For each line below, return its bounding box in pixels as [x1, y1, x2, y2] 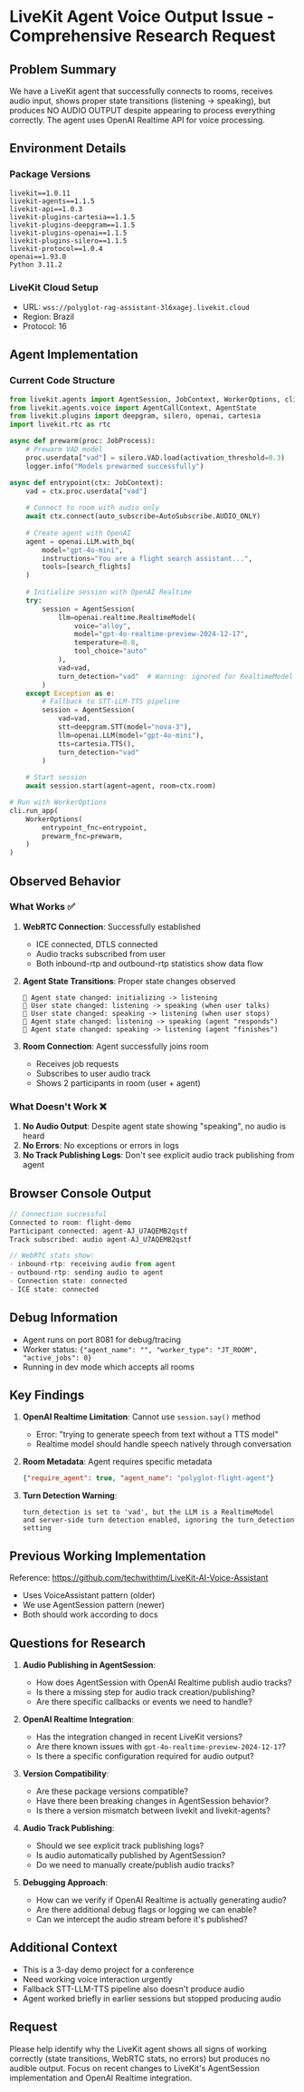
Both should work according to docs [22, 1609, 158, 1620]
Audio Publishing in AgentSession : [22, 1659, 157, 1670]
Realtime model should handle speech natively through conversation [35, 1438, 292, 1449]
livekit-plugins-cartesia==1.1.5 [9, 212, 136, 221]
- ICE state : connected [9, 1284, 100, 1293]
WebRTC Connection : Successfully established [22, 921, 201, 932]
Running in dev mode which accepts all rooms [22, 1361, 195, 1372]
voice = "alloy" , [73, 621, 131, 631]
